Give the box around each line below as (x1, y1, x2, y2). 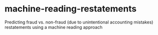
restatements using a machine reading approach (4, 24, 103, 30)
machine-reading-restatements (4, 3, 137, 14)
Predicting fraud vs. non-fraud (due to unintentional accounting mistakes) (4, 19, 154, 25)
